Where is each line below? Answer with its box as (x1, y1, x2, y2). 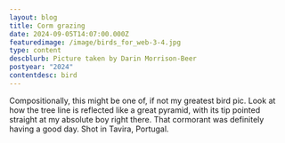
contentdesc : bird (9, 71, 77, 80)
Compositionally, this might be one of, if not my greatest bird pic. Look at (9, 95, 276, 106)
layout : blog (9, 12, 58, 22)
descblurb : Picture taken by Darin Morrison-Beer (9, 54, 198, 63)
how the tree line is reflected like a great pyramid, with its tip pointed (9, 104, 261, 115)
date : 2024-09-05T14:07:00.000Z (9, 29, 129, 38)
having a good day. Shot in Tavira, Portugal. (9, 123, 169, 134)
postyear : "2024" (9, 63, 74, 72)
